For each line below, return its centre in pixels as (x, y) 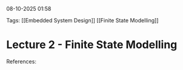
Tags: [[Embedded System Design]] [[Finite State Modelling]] (82, 20)
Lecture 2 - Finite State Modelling (92, 45)
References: (21, 61)
